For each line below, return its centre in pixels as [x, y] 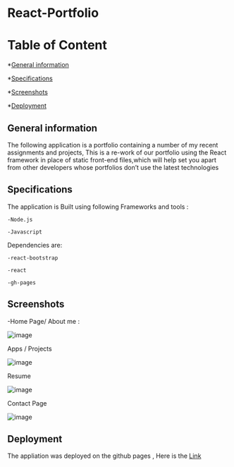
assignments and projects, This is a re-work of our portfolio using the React [117, 152]
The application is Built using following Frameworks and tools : [98, 207]
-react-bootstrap [33, 258]
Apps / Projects [30, 348]
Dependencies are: [35, 245]
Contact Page [27, 403]
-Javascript [25, 232]
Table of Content [57, 46]
